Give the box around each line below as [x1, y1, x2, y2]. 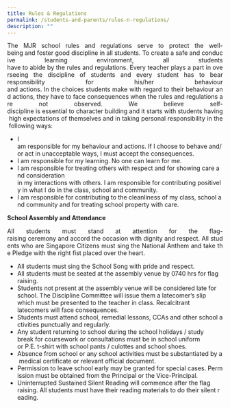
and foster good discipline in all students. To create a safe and [24, 49, 201, 57]
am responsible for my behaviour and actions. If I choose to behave [16, 142, 207, 151]
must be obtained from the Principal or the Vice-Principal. [35, 372, 199, 380]
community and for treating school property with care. [26, 200, 179, 209]
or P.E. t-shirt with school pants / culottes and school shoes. [16, 342, 187, 350]
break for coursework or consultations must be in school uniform [16, 335, 201, 344]
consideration [26, 171, 65, 180]
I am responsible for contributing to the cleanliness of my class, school [16, 193, 217, 202]
